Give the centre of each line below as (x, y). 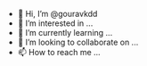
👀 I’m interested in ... (55, 23)
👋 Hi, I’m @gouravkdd (57, 14)
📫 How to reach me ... (59, 52)
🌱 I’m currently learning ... (65, 33)
